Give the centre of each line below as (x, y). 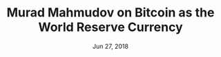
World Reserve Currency (110, 27)
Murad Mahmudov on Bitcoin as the (110, 13)
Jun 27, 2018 (110, 46)
